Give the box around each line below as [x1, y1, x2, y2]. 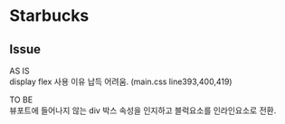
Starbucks [9, 5, 90, 26]
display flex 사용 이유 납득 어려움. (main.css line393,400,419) [9, 76, 233, 87]
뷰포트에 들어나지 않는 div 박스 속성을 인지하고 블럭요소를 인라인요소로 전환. [9, 105, 277, 116]
